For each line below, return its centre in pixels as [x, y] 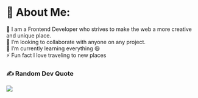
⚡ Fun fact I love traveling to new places [56, 55]
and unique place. [29, 35]
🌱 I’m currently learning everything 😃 [53, 48]
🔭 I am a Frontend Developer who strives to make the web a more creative [99, 29]
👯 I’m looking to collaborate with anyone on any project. [76, 42]
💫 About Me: [38, 12]
